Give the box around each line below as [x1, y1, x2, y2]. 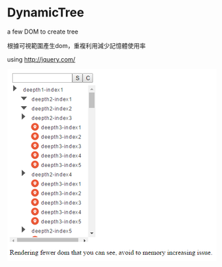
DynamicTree [7, 5, 84, 21]
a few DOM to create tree [7, 27, 79, 36]
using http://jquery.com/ [7, 55, 75, 63]
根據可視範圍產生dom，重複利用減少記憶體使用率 [7, 41, 146, 49]
